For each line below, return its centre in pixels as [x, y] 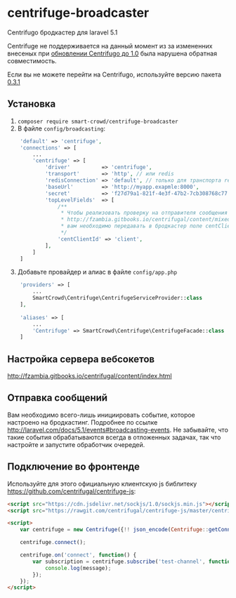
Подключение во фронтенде [74, 467]
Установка [32, 104]
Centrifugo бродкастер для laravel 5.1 [63, 32]
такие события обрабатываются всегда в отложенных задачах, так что [114, 437]
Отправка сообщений [57, 398]
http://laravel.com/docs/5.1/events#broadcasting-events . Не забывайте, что [118, 430]
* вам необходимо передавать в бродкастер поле [131, 226]
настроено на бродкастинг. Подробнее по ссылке [83, 422]
